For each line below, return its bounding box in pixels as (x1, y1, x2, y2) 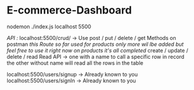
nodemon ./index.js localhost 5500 (7, 23, 91, 30)
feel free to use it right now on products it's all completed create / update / (7, 46, 189, 54)
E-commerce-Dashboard (7, 4, 132, 17)
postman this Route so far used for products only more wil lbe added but (7, 41, 184, 48)
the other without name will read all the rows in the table (7, 59, 144, 66)
